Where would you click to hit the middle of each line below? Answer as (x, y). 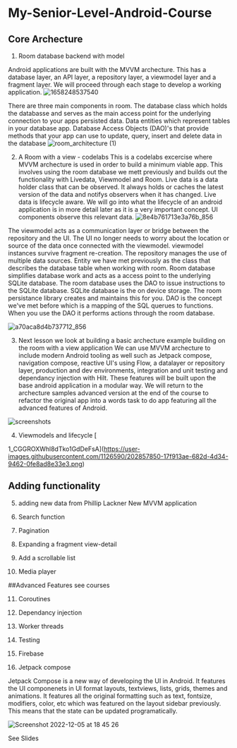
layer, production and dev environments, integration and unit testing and (123, 370)
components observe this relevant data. (76, 217)
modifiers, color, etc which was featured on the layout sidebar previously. (115, 703)
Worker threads (41, 626)
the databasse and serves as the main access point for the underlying (109, 113)
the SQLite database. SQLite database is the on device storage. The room (115, 290)
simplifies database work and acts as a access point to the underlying (109, 276)
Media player (37, 571)
